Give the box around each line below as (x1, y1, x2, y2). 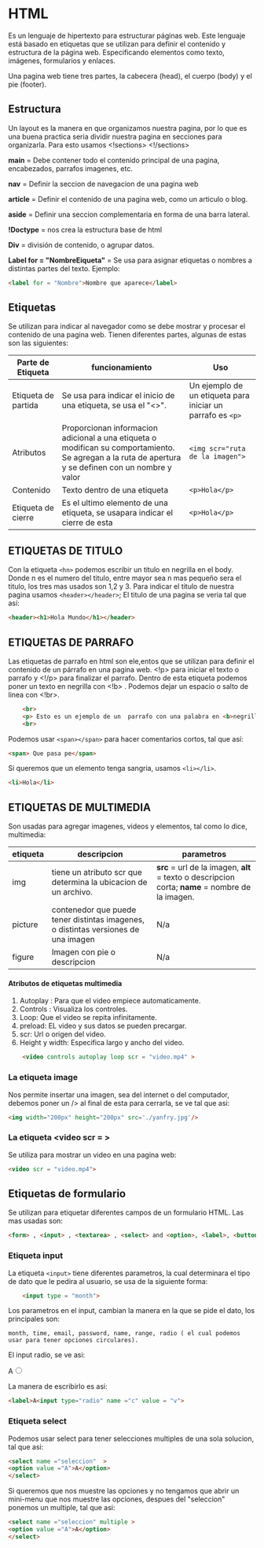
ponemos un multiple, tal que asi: (8, 1503, 115, 1513)
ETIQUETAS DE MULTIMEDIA (8, 801, 152, 814)
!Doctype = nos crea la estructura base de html (8, 225, 163, 234)
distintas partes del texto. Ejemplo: (8, 263, 120, 273)
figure (12, 951, 35, 962)
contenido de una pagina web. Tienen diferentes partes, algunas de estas (8, 330, 247, 340)
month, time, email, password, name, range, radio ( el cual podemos (8, 1330, 241, 1338)
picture (12, 919, 38, 930)
